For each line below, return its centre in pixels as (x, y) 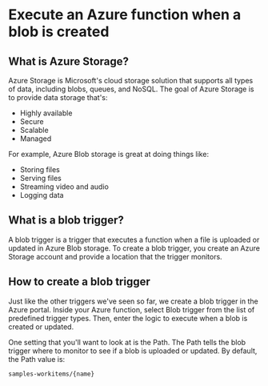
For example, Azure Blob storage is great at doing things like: (109, 154)
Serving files (40, 178)
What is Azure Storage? (69, 61)
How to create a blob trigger (79, 282)
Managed (36, 139)
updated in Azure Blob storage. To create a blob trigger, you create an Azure (134, 248)
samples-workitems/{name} (51, 374)
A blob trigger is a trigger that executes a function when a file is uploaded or (134, 239)
